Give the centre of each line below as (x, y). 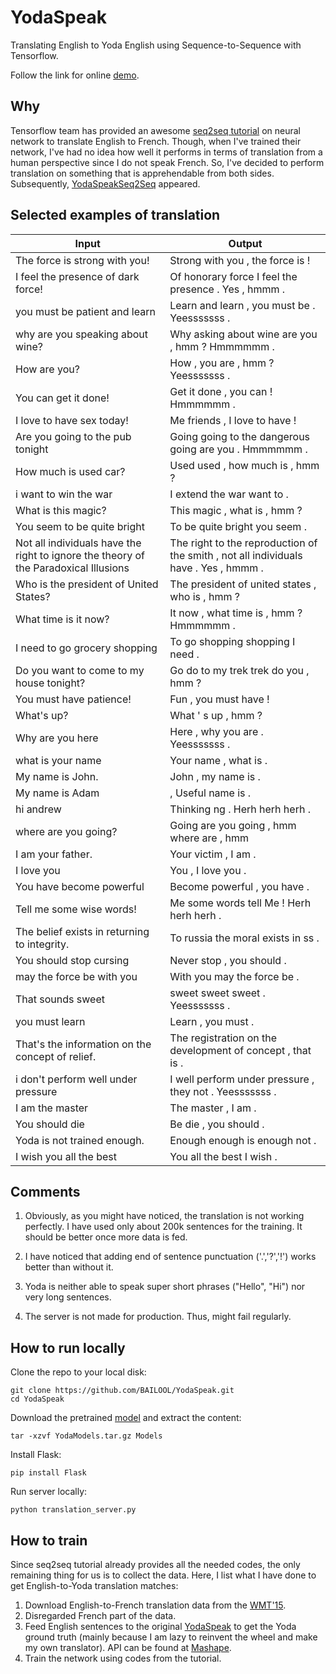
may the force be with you (76, 976)
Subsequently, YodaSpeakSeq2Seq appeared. (105, 183)
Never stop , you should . (228, 960)
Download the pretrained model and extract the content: (126, 1418)
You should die (50, 1124)
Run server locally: (49, 1492)
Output (245, 243)
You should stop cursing (72, 960)
